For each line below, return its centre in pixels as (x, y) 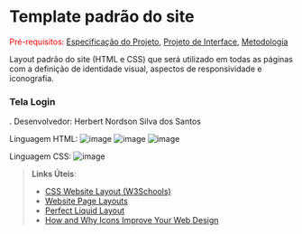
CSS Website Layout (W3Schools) (108, 192)
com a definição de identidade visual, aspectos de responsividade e (136, 69)
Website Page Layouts (86, 201)
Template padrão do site (102, 17)
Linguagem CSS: (41, 156)
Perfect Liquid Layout (85, 211)
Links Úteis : (54, 174)
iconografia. (32, 78)
